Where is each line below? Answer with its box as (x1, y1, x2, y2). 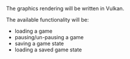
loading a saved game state (14, 46, 82, 53)
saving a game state (14, 40, 64, 47)
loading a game (14, 27, 53, 34)
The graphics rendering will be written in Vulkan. (6, 5, 125, 12)
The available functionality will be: (6, 16, 89, 23)
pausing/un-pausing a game (14, 34, 84, 40)
